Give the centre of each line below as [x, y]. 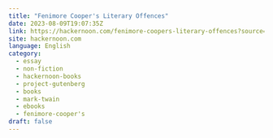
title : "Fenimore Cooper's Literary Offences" [89, 16]
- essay [29, 62]
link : [17, 31]
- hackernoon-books [49, 76]
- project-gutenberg [50, 84]
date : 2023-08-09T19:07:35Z [56, 24]
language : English [39, 46]
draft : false [30, 122]
